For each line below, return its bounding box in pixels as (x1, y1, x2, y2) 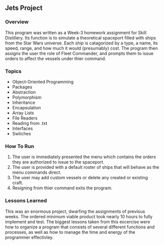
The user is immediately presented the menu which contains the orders (12, 154, 156, 160)
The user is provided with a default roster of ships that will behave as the (12, 164, 160, 170)
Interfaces (12, 125, 33, 131)
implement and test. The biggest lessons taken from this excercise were (5, 219, 150, 225)
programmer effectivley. (5, 234, 54, 240)
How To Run (5, 143, 34, 149)
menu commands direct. (12, 169, 62, 175)
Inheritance (12, 100, 36, 105)
